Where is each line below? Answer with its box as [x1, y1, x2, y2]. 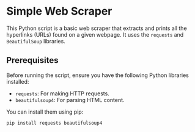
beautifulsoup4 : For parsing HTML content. [15, 96, 125, 103]
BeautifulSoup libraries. [6, 37, 65, 45]
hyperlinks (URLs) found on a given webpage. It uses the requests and [6, 31, 184, 38]
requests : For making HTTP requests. [15, 90, 110, 97]
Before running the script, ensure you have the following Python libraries [6, 71, 189, 79]
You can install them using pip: [6, 108, 84, 116]
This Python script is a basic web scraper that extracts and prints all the [6, 24, 188, 32]
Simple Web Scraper [6, 4, 112, 18]
